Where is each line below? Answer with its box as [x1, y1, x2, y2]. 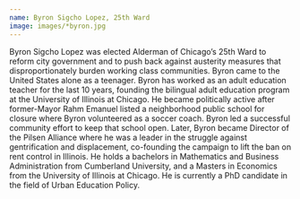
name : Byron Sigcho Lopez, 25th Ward [9, 13, 150, 22]
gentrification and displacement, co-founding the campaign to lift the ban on [9, 141, 292, 152]
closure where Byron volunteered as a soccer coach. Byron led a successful [9, 113, 291, 124]
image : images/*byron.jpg [9, 22, 106, 30]
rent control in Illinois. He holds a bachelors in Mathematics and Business [9, 151, 279, 161]
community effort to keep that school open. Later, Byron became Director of [9, 122, 289, 133]
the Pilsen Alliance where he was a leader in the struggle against [9, 132, 248, 143]
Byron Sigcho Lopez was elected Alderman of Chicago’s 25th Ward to [9, 46, 267, 56]
